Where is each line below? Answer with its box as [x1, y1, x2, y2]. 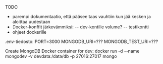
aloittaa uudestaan [12, 19, 51, 24]
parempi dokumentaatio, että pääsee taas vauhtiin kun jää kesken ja [12, 14, 151, 19]
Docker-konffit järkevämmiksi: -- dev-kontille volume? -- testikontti [12, 24, 149, 30]
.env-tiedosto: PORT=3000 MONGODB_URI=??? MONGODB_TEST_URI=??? [5, 39, 159, 44]
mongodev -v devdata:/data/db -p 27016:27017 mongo [5, 53, 117, 59]
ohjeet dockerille [12, 29, 47, 35]
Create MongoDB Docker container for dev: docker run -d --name [5, 48, 140, 54]
